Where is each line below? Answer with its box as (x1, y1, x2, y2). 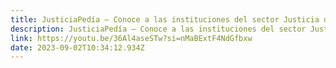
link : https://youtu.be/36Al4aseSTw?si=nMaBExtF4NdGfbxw (10, 33, 253, 43)
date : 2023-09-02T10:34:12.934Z (10, 42, 145, 53)
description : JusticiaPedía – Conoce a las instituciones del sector (10, 24, 307, 34)
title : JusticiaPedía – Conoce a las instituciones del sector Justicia (10, 14, 320, 25)
